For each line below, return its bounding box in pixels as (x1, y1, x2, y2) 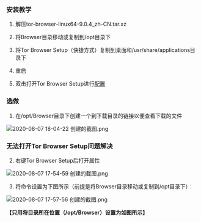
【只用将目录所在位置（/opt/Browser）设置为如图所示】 (6, 209, 148, 216)
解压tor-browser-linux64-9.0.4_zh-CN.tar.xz (15, 20, 127, 28)
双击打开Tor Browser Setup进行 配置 (15, 80, 106, 87)
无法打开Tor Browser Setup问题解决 (6, 142, 113, 150)
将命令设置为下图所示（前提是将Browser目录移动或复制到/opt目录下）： (15, 182, 194, 190)
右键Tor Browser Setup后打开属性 (15, 157, 100, 164)
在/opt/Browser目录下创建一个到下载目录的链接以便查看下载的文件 (15, 112, 183, 119)
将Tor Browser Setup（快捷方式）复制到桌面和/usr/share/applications (15, 46, 191, 54)
